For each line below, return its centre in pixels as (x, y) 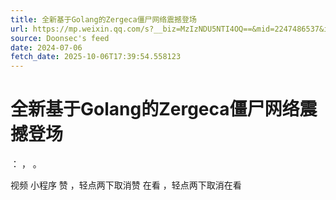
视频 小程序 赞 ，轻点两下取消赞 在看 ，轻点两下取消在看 (126, 185)
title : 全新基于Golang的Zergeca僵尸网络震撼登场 (103, 19)
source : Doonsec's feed (60, 38)
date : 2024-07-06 (46, 47)
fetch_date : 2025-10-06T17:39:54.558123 (96, 57)
